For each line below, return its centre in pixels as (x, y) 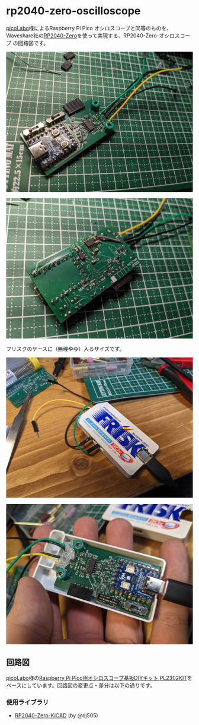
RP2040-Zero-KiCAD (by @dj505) (57, 715)
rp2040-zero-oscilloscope (73, 11)
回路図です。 (33, 43)
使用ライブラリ (28, 702)
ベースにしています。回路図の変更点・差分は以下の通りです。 (81, 685)
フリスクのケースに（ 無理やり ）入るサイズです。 (65, 349)
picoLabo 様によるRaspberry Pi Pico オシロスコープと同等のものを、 (89, 28)
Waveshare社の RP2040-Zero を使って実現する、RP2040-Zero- (83, 35)
